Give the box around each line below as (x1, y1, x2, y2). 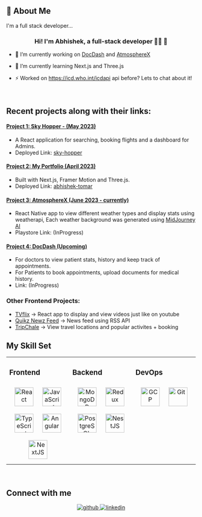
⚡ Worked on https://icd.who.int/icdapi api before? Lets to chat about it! (14, 75, 192, 82)
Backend (72, 368, 103, 377)
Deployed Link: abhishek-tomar (14, 182, 93, 190)
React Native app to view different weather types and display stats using (14, 210, 195, 217)
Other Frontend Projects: (6, 296, 81, 305)
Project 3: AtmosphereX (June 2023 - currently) (6, 196, 129, 204)
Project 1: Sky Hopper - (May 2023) (6, 123, 96, 130)
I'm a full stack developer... (6, 22, 73, 29)
